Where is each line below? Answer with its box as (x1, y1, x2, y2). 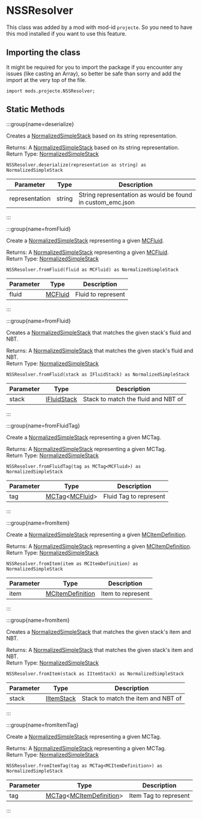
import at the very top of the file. (6, 76, 87, 83)
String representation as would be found (78, 191, 192, 199)
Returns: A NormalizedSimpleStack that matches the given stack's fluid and (6, 347, 194, 354)
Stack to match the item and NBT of (81, 694, 182, 703)
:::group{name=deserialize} (6, 120, 74, 127)
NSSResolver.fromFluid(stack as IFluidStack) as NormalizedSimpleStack (6, 372, 189, 378)
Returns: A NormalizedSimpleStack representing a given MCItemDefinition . (6, 542, 192, 549)
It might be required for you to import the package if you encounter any (6, 63, 183, 71)
